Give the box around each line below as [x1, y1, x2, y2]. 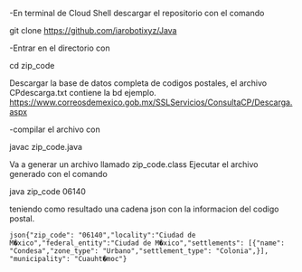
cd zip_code [9, 61, 55, 70]
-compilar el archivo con [9, 124, 101, 135]
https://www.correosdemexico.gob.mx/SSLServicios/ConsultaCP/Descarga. [9, 97, 293, 108]
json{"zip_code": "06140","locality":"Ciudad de [9, 230, 196, 239]
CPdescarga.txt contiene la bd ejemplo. [9, 88, 156, 98]
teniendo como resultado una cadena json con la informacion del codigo [9, 203, 279, 214]
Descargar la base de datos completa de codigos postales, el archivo [9, 78, 268, 89]
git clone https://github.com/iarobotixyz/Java [9, 25, 177, 35]
